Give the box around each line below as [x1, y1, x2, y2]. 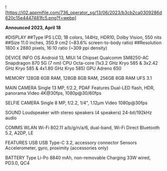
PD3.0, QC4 [5, 160, 30, 166]
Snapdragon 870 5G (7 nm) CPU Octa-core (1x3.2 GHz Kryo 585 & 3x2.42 [5, 60, 158, 66]
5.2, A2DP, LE [5, 130, 34, 136]
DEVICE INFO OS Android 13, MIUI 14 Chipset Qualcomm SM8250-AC [5, 55, 149, 61]
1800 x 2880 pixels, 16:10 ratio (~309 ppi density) [5, 45, 108, 51]
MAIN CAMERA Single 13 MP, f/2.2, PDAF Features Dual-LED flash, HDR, [5, 85, 155, 91]
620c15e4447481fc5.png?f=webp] [5, 15, 77, 21]
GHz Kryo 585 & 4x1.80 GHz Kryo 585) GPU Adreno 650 [5, 65, 122, 71]
